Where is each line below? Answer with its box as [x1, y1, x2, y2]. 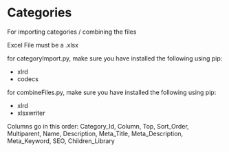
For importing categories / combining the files [7, 28, 137, 36]
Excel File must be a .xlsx [7, 41, 79, 49]
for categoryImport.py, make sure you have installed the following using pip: [7, 54, 223, 63]
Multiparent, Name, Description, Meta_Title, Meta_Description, [7, 129, 184, 138]
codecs [17, 74, 39, 83]
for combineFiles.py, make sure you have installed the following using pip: [7, 88, 217, 96]
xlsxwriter [17, 109, 45, 117]
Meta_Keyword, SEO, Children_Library [7, 136, 115, 145]
